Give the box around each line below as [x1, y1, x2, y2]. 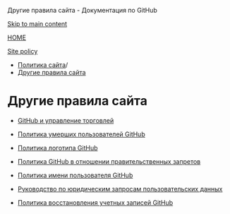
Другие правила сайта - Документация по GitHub [7, 6, 157, 14]
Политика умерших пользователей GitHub [17, 130, 146, 138]
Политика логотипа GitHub [17, 143, 98, 152]
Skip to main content [7, 20, 68, 28]
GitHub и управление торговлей [17, 116, 114, 124]
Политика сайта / [17, 61, 68, 69]
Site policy [7, 47, 38, 55]
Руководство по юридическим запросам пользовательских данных [17, 184, 223, 193]
